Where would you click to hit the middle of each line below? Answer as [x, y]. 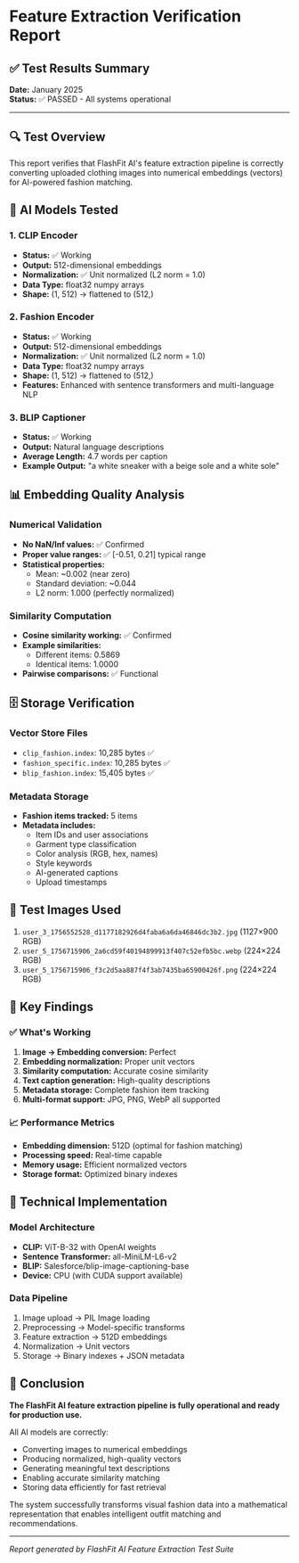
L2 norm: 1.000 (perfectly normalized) [105, 592]
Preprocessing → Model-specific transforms [103, 1327]
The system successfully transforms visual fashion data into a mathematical [148, 1504]
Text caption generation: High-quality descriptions [116, 1080]
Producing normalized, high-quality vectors [101, 1459]
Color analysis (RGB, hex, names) [97, 854]
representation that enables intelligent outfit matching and [115, 1514]
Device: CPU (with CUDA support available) [102, 1275]
